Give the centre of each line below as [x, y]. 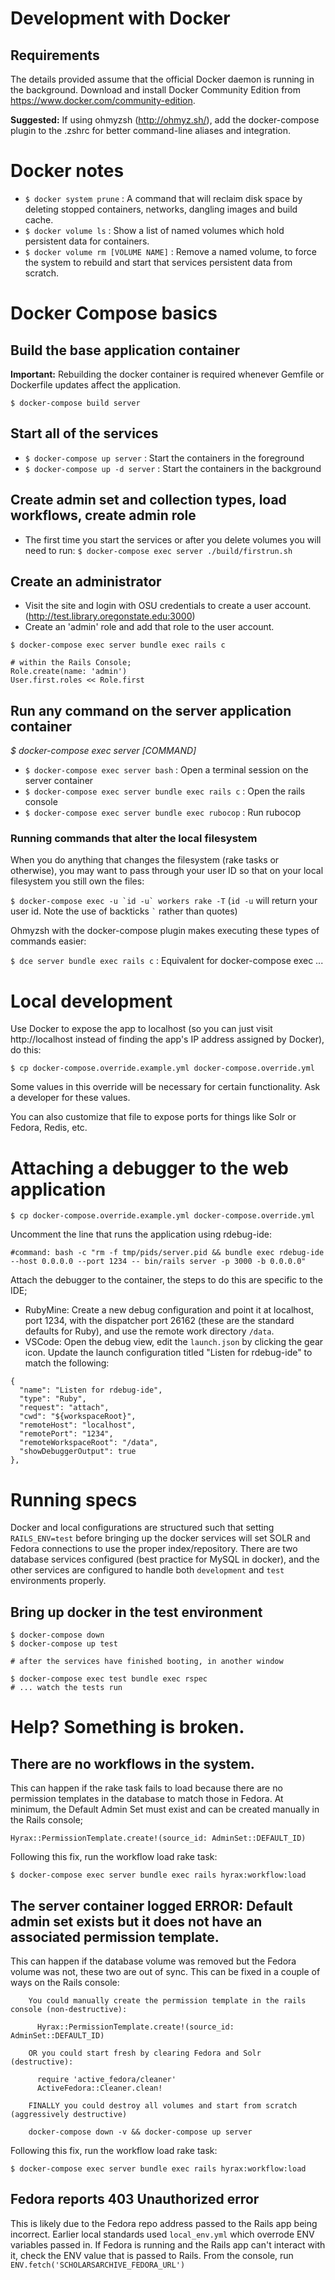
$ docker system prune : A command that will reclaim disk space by [163, 198]
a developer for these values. [70, 1098]
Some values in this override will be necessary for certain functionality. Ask [165, 1087]
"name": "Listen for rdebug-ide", [91, 1390]
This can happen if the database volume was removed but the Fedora [153, 1961]
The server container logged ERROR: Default [151, 1905]
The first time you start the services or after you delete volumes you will [173, 539]
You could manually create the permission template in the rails [167, 2000]
